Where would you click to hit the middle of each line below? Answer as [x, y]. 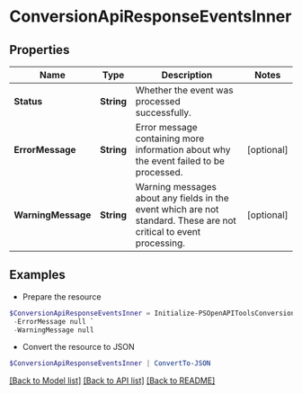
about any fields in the [182, 198]
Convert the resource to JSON [78, 347]
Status [28, 101]
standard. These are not [186, 220]
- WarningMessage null [53, 330]
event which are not [177, 209]
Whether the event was [184, 90]
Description [187, 75]
